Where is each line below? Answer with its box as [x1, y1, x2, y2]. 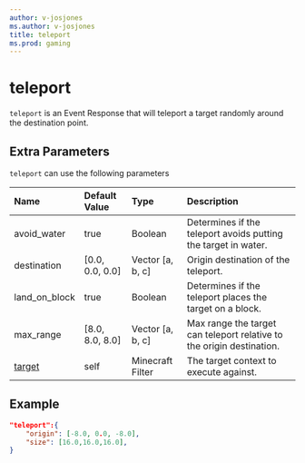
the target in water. [186, 239, 268, 251]
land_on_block [14, 291, 75, 303]
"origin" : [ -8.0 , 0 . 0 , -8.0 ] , [25, 429, 141, 438]
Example [9, 397, 60, 412]
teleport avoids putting [186, 228, 283, 240]
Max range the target [186, 317, 277, 330]
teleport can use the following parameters [9, 168, 170, 178]
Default [84, 190, 117, 202]
